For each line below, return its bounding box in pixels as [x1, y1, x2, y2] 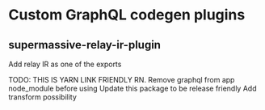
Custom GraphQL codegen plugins [8, 6, 246, 24]
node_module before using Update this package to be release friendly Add [8, 83, 257, 93]
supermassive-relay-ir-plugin [8, 38, 162, 52]
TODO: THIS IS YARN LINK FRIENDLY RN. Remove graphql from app [8, 75, 235, 84]
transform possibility [8, 92, 77, 102]
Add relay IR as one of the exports [8, 59, 122, 69]
